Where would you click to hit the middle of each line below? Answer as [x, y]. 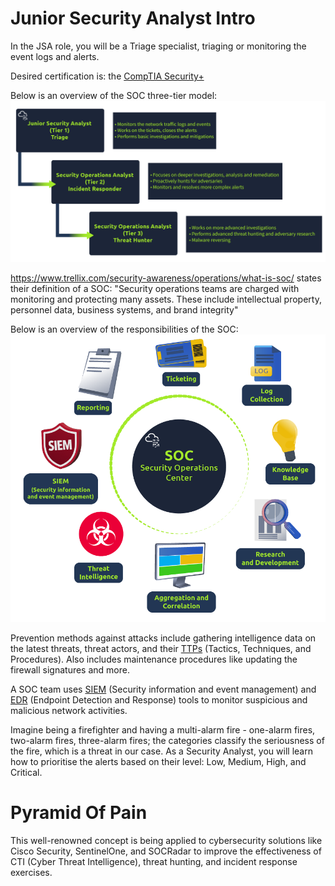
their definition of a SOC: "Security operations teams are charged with [155, 289]
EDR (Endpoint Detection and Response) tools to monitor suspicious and [159, 699]
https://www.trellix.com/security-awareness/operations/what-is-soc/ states [166, 278]
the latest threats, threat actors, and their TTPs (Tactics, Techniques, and [161, 648]
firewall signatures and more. [70, 669]
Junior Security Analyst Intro [133, 18]
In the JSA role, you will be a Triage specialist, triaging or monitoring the [158, 46]
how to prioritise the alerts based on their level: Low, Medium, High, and [158, 761]
